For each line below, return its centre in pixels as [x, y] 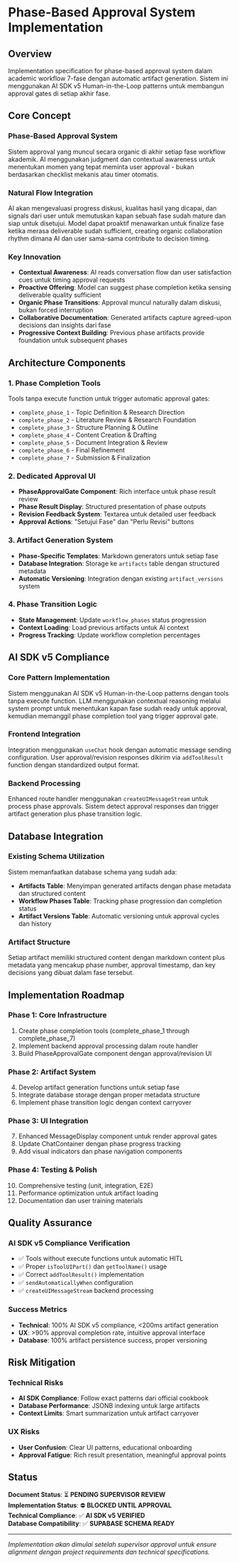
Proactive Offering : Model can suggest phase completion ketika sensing [124, 287]
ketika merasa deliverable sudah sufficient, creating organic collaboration [115, 231]
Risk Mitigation [42, 1363]
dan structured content [52, 893]
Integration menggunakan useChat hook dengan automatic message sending [119, 749]
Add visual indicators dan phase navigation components [100, 1151]
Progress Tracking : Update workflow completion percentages [109, 635]
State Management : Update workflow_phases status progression [112, 620]
